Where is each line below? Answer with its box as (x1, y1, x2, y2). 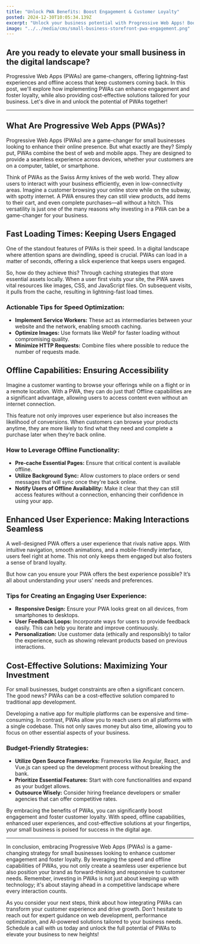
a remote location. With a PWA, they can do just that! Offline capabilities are (6, 387, 192, 394)
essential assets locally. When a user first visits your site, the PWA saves (6, 275, 185, 282)
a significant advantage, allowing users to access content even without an (6, 394, 188, 401)
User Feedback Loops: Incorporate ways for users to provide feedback (14, 618, 190, 625)
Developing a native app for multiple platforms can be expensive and (6, 710, 175, 717)
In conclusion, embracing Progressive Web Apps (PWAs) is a (6, 843, 155, 850)
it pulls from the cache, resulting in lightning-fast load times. (6, 288, 154, 295)
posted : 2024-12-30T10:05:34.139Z (6, 14, 92, 20)
